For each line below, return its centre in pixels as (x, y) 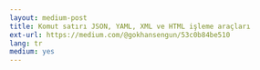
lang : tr (26, 43)
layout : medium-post (49, 18)
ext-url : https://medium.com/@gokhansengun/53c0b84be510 (120, 35)
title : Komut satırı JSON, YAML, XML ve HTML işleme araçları (130, 26)
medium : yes (32, 52)
